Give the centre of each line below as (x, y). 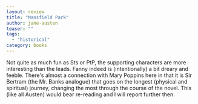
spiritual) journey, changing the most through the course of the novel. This (99, 88)
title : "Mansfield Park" (38, 17)
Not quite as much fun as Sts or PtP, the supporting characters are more (96, 62)
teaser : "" (20, 29)
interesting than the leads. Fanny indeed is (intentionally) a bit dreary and (97, 69)
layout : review (25, 12)
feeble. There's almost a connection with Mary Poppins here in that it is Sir (99, 75)
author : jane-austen (32, 23)
